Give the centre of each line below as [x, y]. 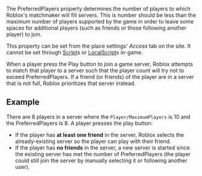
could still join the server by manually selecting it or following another [101, 160]
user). [22, 167]
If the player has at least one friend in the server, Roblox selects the [99, 134]
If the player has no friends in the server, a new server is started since [102, 148]
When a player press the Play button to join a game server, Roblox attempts [100, 64]
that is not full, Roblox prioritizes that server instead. [71, 83]
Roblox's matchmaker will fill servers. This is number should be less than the [101, 15]
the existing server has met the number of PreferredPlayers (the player [103, 154]
